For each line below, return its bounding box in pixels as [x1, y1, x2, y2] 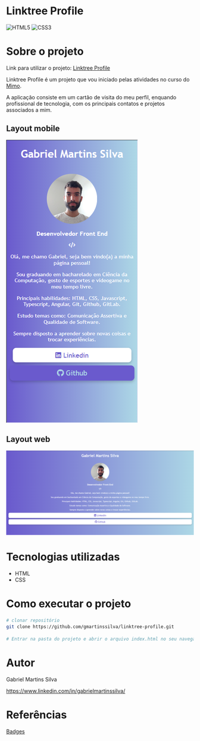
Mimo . [6, 82, 22, 89]
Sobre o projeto [6, 45, 84, 58]
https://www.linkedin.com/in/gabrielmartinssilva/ [6, 687, 126, 695]
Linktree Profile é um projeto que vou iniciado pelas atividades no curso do [6, 76, 190, 83]
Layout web [6, 434, 51, 444]
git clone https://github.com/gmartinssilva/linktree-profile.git [6, 623, 174, 630]
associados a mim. [6, 106, 52, 114]
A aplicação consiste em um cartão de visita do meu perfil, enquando [6, 93, 177, 101]
